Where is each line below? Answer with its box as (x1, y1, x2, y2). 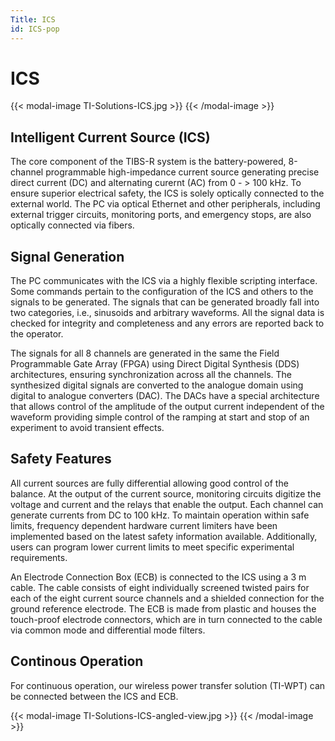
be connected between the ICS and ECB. (10, 690, 179, 702)
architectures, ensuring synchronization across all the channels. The (10, 369, 292, 381)
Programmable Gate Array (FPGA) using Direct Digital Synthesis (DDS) (10, 358, 300, 370)
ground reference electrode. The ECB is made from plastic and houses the (10, 602, 317, 615)
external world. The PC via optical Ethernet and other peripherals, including (10, 198, 321, 210)
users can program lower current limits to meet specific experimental (10, 541, 295, 553)
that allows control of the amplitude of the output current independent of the (10, 401, 325, 413)
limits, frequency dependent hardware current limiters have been (10, 519, 278, 531)
